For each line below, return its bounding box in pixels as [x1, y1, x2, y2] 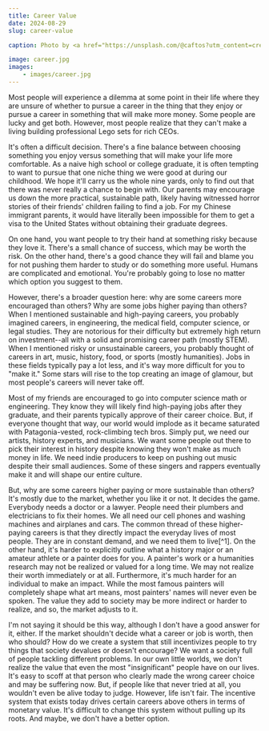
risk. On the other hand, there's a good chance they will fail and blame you [8, 251, 254, 260]
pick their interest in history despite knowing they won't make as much [8, 444, 242, 454]
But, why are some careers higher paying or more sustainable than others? [8, 485, 255, 495]
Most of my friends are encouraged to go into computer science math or [8, 393, 247, 402]
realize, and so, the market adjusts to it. [8, 604, 139, 614]
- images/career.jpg [22, 71, 91, 79]
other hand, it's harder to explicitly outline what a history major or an [8, 544, 234, 554]
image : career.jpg [8, 55, 70, 64]
